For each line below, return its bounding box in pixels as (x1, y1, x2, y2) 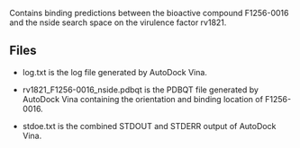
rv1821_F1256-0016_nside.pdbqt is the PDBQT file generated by (22, 84, 259, 95)
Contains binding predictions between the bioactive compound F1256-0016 (9, 8, 289, 18)
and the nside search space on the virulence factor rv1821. (9, 17, 227, 28)
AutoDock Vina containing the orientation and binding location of (22, 93, 264, 104)
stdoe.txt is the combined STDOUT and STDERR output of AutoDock (22, 120, 277, 131)
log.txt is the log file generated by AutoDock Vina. (22, 66, 207, 77)
